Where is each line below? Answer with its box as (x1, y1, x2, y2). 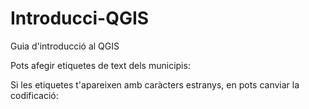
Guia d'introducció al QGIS (10, 40, 120, 52)
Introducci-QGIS (10, 7, 150, 30)
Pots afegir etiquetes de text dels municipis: (10, 59, 191, 71)
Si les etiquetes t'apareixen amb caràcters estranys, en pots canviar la (10, 78, 300, 91)
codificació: (10, 89, 59, 101)
